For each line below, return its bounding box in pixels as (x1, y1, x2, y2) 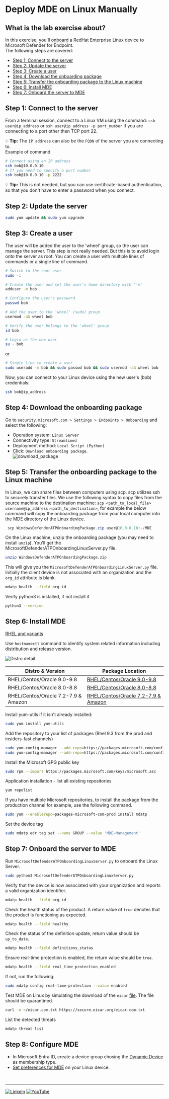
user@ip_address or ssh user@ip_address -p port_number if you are (5, 122, 143, 129)
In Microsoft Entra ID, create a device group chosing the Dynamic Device (12, 1053, 163, 1060)
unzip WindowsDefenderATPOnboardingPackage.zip (5, 555, 107, 560)
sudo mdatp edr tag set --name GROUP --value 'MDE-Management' (5, 831, 141, 836)
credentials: (5, 380, 30, 386)
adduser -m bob (5, 287, 37, 292)
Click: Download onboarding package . (12, 448, 88, 454)
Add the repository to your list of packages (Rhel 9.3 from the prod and (5, 730, 152, 736)
